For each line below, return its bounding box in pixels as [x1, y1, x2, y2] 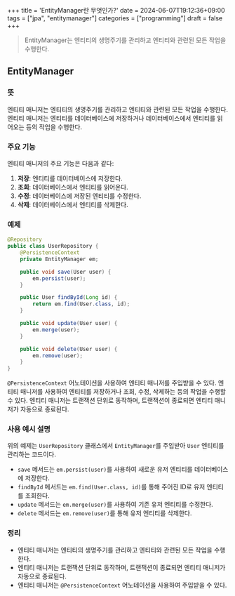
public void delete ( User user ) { [20, 345, 118, 352]
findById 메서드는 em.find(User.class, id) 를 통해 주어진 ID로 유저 [17, 483, 206, 491]
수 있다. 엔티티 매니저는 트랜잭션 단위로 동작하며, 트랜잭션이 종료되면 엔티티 [7, 396, 213, 405]
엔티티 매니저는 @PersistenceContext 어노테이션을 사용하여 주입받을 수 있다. [17, 581, 227, 589]
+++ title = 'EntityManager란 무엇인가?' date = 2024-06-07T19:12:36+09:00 [7, 6, 226, 14]
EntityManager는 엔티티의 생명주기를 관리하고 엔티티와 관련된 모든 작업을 [24, 36, 227, 44]
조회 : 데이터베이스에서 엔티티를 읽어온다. [17, 183, 128, 191]
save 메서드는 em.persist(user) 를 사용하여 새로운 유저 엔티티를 [17, 465, 193, 474]
